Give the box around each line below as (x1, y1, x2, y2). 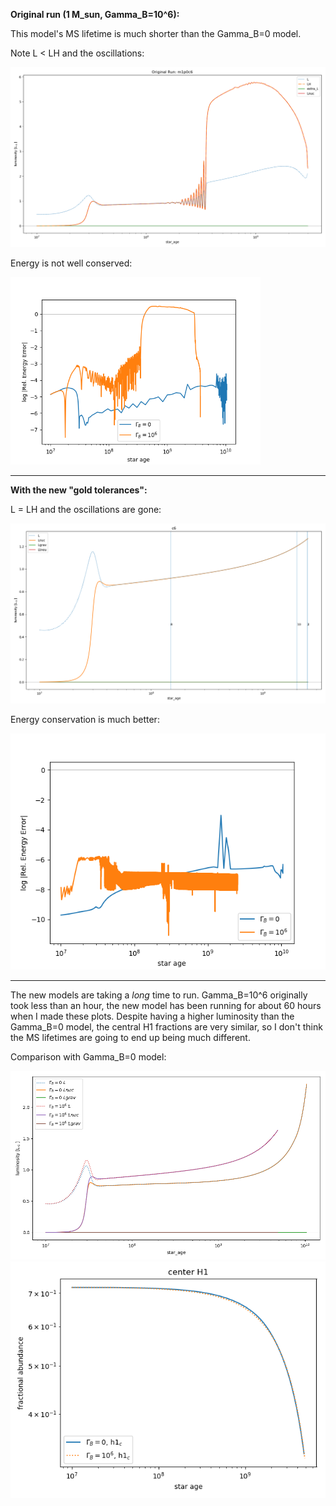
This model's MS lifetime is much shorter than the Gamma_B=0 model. (10, 28, 302, 39)
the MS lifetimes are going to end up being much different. (10, 1031, 251, 1043)
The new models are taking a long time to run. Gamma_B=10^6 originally (10, 989, 308, 1001)
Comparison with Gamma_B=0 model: (10, 1050, 167, 1063)
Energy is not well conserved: (10, 257, 133, 269)
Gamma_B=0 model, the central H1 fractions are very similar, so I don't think (10, 1020, 323, 1033)
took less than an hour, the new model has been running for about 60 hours (10, 999, 322, 1011)
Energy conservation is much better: (10, 713, 160, 725)
